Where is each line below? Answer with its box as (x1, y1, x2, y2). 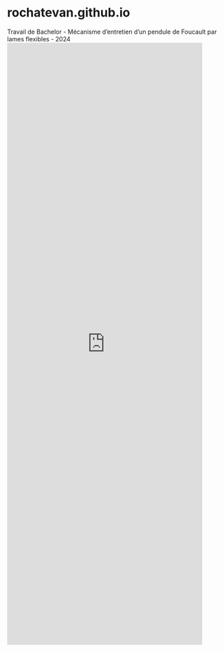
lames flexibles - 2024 (7, 34, 71, 43)
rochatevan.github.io (7, 5, 131, 21)
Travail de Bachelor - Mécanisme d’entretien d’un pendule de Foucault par (7, 28, 217, 36)
